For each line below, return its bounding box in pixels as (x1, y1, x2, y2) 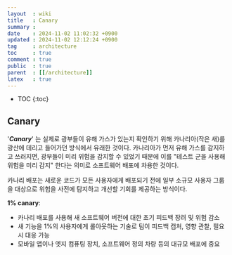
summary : (7, 23, 37, 30)
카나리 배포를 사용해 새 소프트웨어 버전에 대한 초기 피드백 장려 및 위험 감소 (17, 214, 220, 222)
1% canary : (7, 199, 41, 207)
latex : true (7, 75, 52, 83)
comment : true (7, 56, 52, 63)
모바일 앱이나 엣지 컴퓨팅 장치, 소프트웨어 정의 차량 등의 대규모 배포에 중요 (17, 240, 220, 248)
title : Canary (7, 17, 58, 24)
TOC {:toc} (17, 95, 49, 103)
